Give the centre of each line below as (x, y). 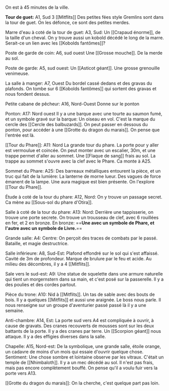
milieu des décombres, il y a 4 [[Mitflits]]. (48, 264)
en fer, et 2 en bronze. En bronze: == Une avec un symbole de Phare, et (80, 223)
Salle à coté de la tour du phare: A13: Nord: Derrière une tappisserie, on (79, 212)
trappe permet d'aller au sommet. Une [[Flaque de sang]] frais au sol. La (80, 156)
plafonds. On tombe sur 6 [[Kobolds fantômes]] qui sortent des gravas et (81, 89)
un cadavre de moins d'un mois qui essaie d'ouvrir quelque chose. (74, 352)
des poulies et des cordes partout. (41, 285)
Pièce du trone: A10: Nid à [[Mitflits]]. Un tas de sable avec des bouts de (80, 294)
